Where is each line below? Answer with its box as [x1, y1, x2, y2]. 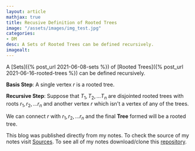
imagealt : [6, 47, 31, 53]
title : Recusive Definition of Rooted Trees [6, 19, 117, 25]
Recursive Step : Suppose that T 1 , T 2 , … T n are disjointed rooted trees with [6, 92, 184, 101]
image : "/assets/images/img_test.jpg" [6, 25, 101, 31]
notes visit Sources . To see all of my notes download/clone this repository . [6, 138, 187, 145]
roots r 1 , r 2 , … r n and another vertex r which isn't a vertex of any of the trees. [6, 100, 189, 109]
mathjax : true [6, 14, 41, 20]
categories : [6, 31, 35, 37]
